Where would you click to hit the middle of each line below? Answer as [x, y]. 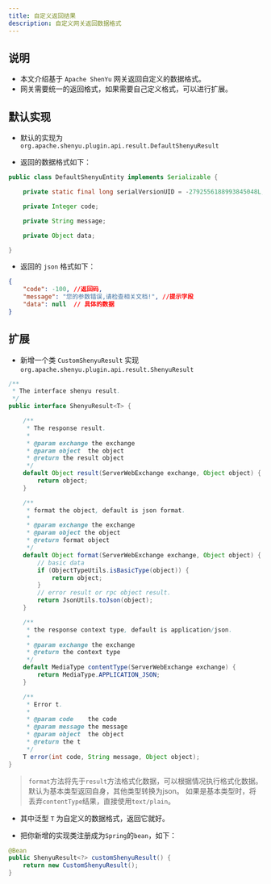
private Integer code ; [61, 206]
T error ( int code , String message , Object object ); [111, 757]
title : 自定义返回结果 [42, 16]
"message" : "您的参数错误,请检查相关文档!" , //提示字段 [108, 297]
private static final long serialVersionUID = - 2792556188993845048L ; [144, 192]
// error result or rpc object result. [104, 593]
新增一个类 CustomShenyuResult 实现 [79, 360]
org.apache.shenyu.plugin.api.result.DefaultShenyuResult [119, 146]
